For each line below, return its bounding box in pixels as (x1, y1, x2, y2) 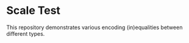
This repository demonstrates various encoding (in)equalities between (6, 24, 183, 31)
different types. (6, 30, 45, 37)
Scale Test (6, 4, 61, 18)
